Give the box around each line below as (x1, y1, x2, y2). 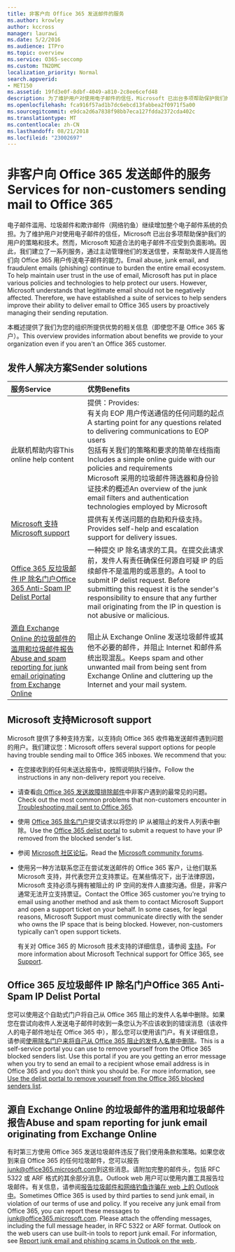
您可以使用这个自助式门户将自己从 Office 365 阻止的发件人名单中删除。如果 (7, 1010, 225, 1018)
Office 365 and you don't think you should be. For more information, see (7, 1067, 215, 1075)
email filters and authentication (87, 493, 189, 502)
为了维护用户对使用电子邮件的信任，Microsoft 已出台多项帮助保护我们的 (19, 229, 227, 238)
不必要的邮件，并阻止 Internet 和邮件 (94, 642, 215, 652)
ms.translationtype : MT (7, 114, 77, 121)
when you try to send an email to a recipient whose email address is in (7, 1059, 210, 1068)
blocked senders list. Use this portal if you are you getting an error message (7, 1051, 227, 1060)
